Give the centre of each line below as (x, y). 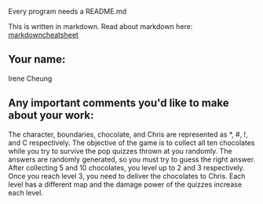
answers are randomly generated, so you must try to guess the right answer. (132, 159)
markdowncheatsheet (43, 35)
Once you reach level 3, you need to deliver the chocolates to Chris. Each (127, 176)
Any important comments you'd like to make (119, 103)
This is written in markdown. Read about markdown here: (100, 26)
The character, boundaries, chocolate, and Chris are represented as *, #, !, (128, 134)
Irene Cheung (30, 78)
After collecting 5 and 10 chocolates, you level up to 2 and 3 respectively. (126, 167)
